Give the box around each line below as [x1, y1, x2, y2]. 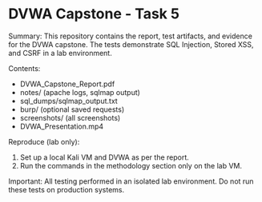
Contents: [8, 63, 41, 73]
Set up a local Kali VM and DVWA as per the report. [19, 152, 190, 162]
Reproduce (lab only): [8, 137, 80, 146]
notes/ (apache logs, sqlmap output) [19, 87, 140, 97]
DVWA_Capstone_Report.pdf [19, 79, 115, 89]
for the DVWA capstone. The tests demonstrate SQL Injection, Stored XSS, [8, 39, 254, 49]
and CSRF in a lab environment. [8, 48, 112, 57]
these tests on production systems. [8, 184, 125, 194]
